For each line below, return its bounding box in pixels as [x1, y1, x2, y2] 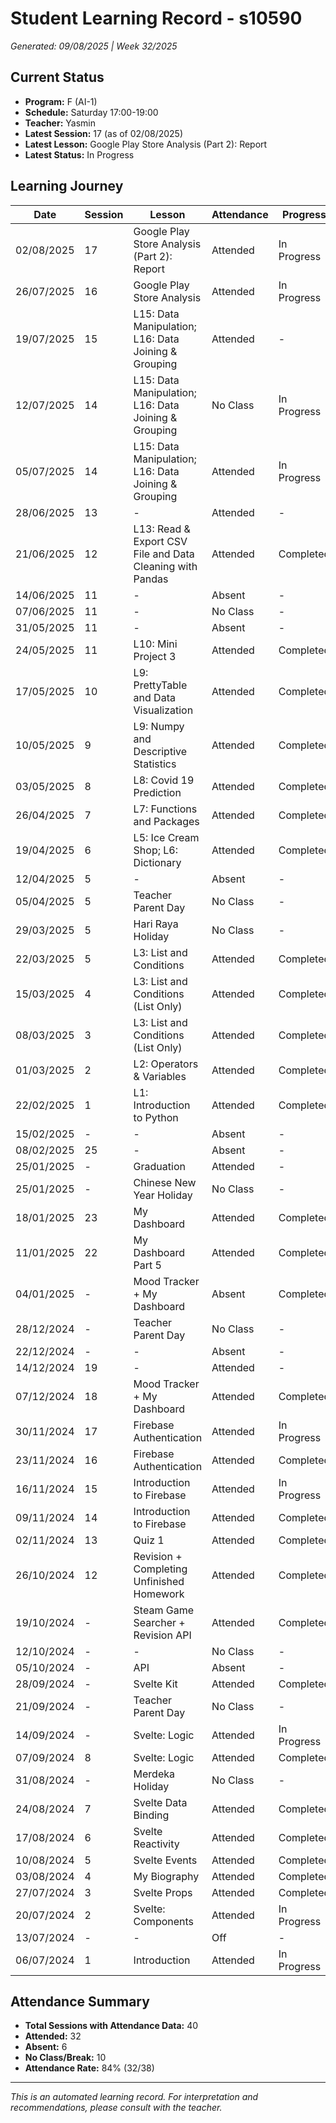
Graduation [133, 1159, 186, 1173]
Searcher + [133, 1615, 186, 1629]
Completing [133, 1562, 188, 1576]
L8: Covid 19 [133, 773, 195, 787]
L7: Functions [133, 802, 198, 816]
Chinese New [133, 1175, 197, 1189]
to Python [133, 1110, 179, 1124]
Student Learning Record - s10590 [10, 7, 303, 30]
